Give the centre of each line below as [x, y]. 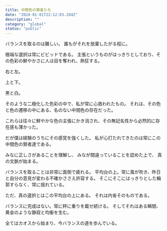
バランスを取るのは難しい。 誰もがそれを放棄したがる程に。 [68, 44]
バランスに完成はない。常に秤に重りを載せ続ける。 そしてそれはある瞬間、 [83, 206]
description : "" [22, 19]
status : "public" [23, 29]
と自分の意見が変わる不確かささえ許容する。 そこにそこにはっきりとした [81, 178]
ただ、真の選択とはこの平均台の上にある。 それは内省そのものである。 [79, 196]
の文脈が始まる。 [23, 161]
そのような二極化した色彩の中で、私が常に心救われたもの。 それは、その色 [83, 104]
